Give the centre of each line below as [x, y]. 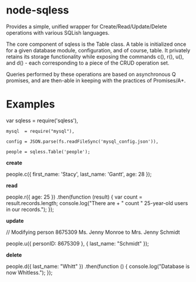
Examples [31, 104]
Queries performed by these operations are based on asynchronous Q [91, 74]
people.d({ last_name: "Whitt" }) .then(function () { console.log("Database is [98, 266]
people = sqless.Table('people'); [48, 152]
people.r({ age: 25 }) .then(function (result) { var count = [74, 197]
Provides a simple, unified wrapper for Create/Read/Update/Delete [87, 26]
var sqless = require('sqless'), [42, 120]
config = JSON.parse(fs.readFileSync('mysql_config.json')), [82, 142]
